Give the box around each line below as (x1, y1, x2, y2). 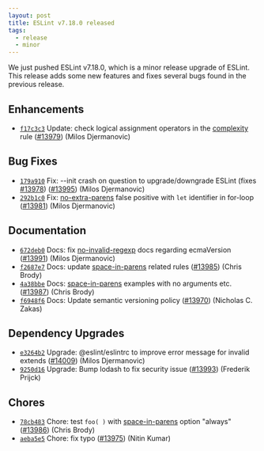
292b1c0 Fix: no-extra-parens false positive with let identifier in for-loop (19, 192, 255, 202)
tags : (8, 26, 26, 34)
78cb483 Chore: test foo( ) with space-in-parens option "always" (19, 417, 232, 426)
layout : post (8, 11, 51, 20)
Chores (8, 396, 45, 409)
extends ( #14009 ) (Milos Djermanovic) (19, 356, 145, 366)
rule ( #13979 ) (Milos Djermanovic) (19, 131, 131, 141)
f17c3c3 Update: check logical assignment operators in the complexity (19, 123, 249, 133)
